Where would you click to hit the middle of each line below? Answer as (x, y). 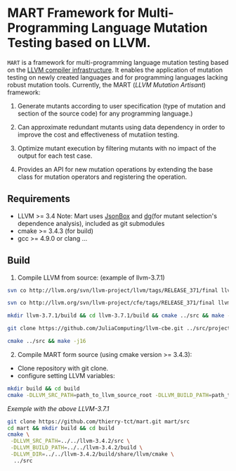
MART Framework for (71, 13)
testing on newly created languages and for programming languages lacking (118, 77)
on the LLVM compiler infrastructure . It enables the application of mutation (115, 70)
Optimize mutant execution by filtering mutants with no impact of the (117, 148)
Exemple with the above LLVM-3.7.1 (58, 408)
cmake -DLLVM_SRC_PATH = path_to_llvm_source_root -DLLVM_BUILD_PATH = (110, 395)
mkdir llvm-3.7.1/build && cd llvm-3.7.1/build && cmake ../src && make (116, 316)
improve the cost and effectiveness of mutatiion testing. (98, 134)
